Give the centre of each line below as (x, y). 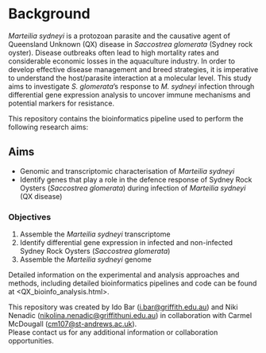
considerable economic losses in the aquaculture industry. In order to (122, 61)
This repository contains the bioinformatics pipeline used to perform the (126, 118)
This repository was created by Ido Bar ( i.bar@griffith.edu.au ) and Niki (123, 307)
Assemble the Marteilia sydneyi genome (86, 259)
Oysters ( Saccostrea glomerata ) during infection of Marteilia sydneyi (133, 188)
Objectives (30, 217)
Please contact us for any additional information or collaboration (113, 332)
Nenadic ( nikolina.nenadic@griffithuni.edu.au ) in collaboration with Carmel (130, 316)
